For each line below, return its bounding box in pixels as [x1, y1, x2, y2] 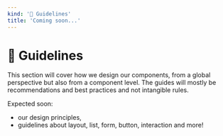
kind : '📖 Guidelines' [7, 10, 72, 18]
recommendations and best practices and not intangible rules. [7, 86, 190, 94]
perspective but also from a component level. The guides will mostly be [7, 79, 217, 87]
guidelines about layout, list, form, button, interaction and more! [17, 121, 204, 130]
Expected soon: [7, 100, 53, 108]
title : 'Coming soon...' [7, 17, 81, 24]
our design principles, [17, 113, 82, 122]
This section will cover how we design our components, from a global [7, 71, 211, 79]
